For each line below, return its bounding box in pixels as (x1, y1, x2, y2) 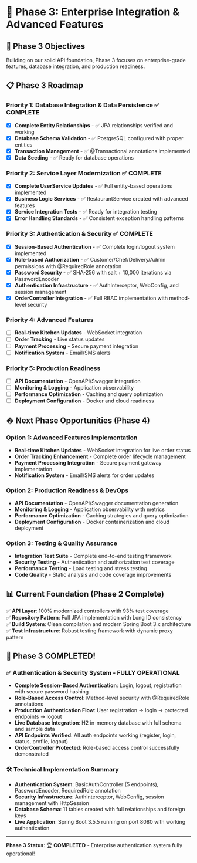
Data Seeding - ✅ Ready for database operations (14, 154, 134, 161)
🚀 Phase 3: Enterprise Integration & (6, 5, 180, 19)
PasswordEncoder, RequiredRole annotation (14, 787, 121, 794)
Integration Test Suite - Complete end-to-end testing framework (14, 553, 172, 560)
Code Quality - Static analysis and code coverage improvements (14, 571, 172, 578)
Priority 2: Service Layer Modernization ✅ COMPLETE (6, 169, 162, 177)
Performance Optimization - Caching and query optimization (14, 391, 164, 398)
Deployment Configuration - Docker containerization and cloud (14, 519, 170, 526)
